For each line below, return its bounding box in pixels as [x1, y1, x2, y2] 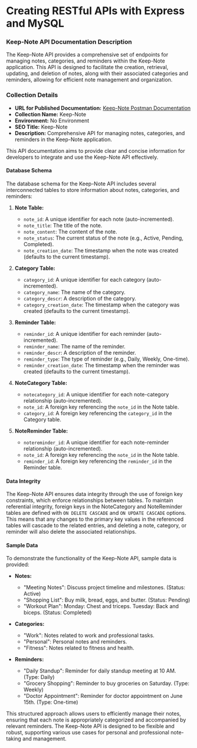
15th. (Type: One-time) [23, 698, 78, 706]
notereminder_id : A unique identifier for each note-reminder [23, 439, 169, 446]
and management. [22, 735, 67, 742]
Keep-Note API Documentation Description [6, 38, 132, 46]
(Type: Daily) [23, 674, 55, 681]
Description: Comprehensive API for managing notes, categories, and [14, 129, 185, 136]
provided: [6, 561, 29, 568]
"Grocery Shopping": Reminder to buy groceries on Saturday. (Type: [23, 680, 190, 687]
